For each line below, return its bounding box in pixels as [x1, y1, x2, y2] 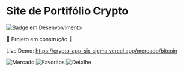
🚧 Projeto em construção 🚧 [6, 35, 73, 42]
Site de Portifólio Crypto [6, 4, 129, 18]
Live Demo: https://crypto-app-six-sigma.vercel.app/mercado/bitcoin [6, 47, 178, 54]
